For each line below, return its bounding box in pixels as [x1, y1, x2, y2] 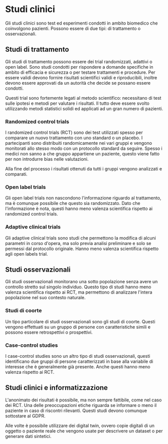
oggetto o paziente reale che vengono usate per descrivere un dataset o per [5, 427, 163, 434]
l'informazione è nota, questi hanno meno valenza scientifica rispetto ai [5, 205, 153, 211]
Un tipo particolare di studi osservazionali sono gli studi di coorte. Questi [5, 318, 155, 324]
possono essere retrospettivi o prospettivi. [5, 329, 93, 335]
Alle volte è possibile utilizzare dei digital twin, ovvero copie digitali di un [5, 422, 154, 428]
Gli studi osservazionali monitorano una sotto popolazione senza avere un [5, 279, 158, 285]
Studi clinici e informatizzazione [5, 383, 108, 392]
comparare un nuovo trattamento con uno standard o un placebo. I [5, 135, 143, 141]
